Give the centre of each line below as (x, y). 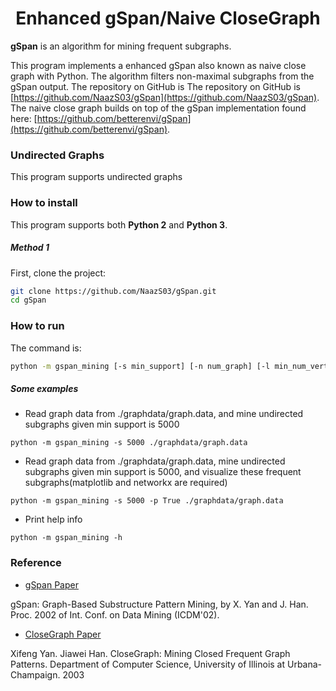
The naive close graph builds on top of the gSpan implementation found (158, 108)
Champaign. (35, 674)
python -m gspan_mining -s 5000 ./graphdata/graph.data (129, 443)
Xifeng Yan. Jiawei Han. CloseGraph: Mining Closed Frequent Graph (150, 653)
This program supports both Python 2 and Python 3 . (119, 224)
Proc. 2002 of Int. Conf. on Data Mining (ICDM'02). (115, 614)
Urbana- (304, 664)
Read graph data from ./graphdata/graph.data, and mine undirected (164, 414)
